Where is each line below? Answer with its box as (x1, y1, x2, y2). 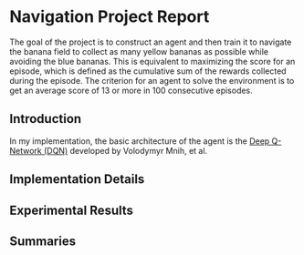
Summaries (9, 233, 76, 249)
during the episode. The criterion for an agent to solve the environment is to (9, 75, 295, 86)
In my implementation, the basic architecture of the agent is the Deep (9, 135, 270, 147)
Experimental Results (9, 202, 134, 218)
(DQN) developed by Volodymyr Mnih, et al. (44, 145, 208, 156)
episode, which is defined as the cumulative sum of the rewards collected (9, 66, 287, 76)
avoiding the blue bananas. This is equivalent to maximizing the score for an (9, 56, 296, 66)
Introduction (9, 111, 82, 127)
